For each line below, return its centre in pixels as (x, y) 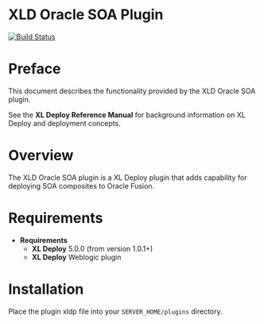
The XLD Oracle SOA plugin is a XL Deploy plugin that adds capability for (128, 178)
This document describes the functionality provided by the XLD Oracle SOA (132, 91)
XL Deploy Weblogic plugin (76, 257)
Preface (35, 69)
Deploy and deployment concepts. (64, 123)
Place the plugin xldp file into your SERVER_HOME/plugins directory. (115, 311)
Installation (46, 289)
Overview (41, 156)
